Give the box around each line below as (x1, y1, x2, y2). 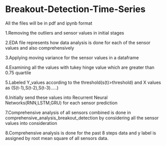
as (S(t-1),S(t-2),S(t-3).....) (5, 84, 59, 91)
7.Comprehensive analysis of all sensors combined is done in (5, 109, 131, 115)
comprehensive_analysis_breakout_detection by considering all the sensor (5, 114, 159, 121)
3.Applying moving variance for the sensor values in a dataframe (5, 54, 139, 61)
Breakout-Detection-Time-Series (5, 4, 146, 15)
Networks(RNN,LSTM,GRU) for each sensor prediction (5, 99, 118, 106)
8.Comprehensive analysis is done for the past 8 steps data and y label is (5, 129, 156, 136)
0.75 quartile (5, 69, 32, 76)
